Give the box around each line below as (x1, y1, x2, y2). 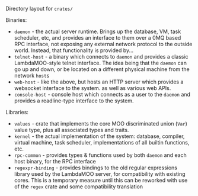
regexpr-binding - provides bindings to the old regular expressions (14, 164, 177, 171)
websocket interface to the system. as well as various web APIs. (14, 85, 171, 91)
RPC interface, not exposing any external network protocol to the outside (14, 41, 193, 47)
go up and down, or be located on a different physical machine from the (14, 66, 190, 73)
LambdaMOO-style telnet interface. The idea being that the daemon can (14, 59, 187, 66)
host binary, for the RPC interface (14, 158, 96, 165)
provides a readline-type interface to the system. (14, 97, 134, 104)
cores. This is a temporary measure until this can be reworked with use (14, 177, 188, 184)
